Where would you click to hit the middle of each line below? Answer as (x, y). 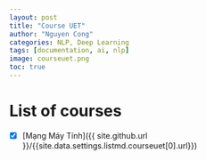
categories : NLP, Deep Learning (69, 42)
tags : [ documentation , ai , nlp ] (69, 51)
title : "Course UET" (48, 26)
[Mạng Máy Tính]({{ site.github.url (85, 135)
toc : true (28, 68)
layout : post (33, 17)
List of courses (66, 111)
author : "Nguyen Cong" (51, 34)
